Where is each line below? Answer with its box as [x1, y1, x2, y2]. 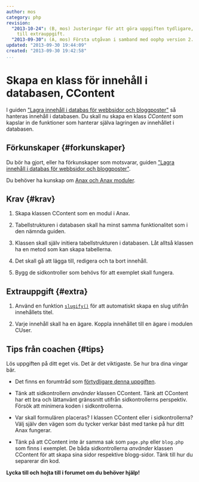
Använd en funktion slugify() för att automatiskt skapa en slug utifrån [14, 302, 188, 309]
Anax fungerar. [14, 426, 52, 433]
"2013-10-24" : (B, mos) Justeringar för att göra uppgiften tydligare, [11, 25, 194, 32]
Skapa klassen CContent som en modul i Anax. [14, 210, 130, 217]
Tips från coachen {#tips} [6, 344, 105, 354]
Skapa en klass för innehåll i [6, 73, 148, 87]
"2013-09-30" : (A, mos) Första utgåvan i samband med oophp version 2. [11, 37, 194, 43]
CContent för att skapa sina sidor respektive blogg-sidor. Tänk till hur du [14, 451, 193, 458]
